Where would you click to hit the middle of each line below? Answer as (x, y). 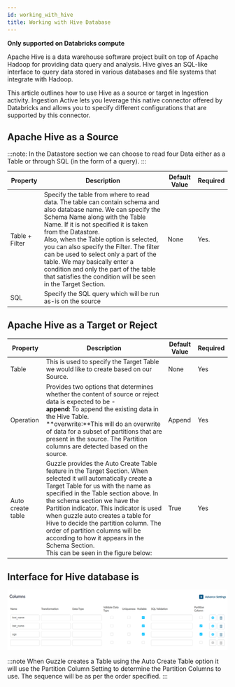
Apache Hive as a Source (63, 137)
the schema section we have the (92, 500)
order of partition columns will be (93, 531)
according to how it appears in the (95, 538)
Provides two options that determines (100, 387)
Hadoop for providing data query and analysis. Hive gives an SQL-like (107, 64)
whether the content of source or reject (102, 394)
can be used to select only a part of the (100, 254)
